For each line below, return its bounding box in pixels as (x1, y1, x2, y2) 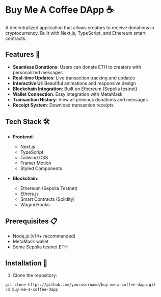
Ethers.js (20, 190, 39, 197)
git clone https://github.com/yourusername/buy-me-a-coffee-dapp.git (5, 282, 156, 287)
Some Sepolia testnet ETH (12, 244, 68, 250)
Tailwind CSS (20, 154, 48, 160)
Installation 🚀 (5, 259, 48, 267)
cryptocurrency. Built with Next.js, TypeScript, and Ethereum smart (5, 30, 146, 36)
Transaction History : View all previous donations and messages (12, 96, 148, 102)
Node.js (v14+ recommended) (12, 233, 76, 239)
